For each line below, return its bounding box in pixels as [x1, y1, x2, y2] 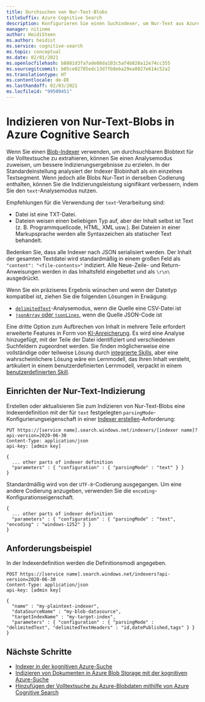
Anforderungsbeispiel [6, 543, 92, 554]
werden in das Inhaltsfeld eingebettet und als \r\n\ [41, 268, 171, 275]
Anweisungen [6, 268, 41, 275]
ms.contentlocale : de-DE [6, 77, 70, 83]
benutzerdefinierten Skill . [6, 368, 70, 376]
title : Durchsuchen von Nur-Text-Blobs [6, 9, 108, 15]
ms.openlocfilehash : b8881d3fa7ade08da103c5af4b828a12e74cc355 [6, 60, 171, 66]
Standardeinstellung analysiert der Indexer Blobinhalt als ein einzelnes [6, 167, 183, 175]
